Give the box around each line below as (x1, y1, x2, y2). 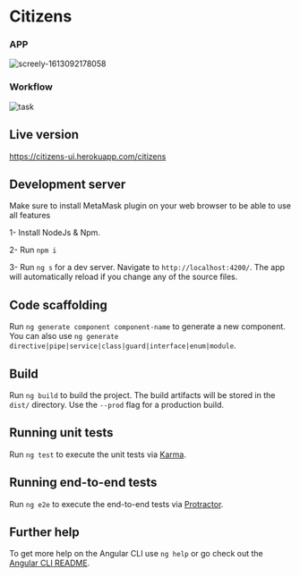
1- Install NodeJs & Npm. (9, 227, 101, 238)
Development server (9, 176, 126, 191)
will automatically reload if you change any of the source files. (9, 271, 238, 283)
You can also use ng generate (9, 331, 119, 342)
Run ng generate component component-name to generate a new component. (9, 321, 287, 332)
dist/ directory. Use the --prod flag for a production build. (9, 400, 224, 411)
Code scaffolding (9, 297, 107, 312)
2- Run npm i (9, 244, 57, 256)
